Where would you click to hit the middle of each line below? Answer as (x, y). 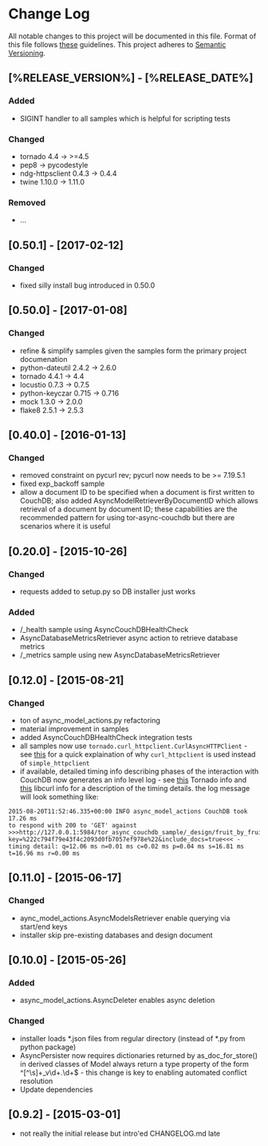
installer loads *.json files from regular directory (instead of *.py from (132, 1038)
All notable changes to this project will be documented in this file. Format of (132, 36)
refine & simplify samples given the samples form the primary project (133, 350)
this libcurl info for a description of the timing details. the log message (135, 788)
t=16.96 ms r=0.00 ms (44, 853)
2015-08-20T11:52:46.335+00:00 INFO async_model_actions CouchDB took (128, 811)
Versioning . (27, 53)
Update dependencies (56, 1089)
